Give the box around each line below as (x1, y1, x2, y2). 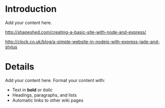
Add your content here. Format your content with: (5, 77, 106, 83)
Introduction (5, 3, 57, 15)
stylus (5, 44, 18, 50)
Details (5, 61, 34, 72)
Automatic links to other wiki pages (12, 97, 83, 103)
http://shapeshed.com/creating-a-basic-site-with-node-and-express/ (5, 29, 146, 35)
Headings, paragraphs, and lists (12, 92, 77, 98)
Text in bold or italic (12, 87, 53, 93)
